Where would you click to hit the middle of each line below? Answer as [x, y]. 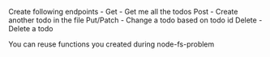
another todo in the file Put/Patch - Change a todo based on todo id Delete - [135, 20]
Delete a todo [31, 28]
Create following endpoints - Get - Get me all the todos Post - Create [123, 12]
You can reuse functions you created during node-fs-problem [111, 44]
